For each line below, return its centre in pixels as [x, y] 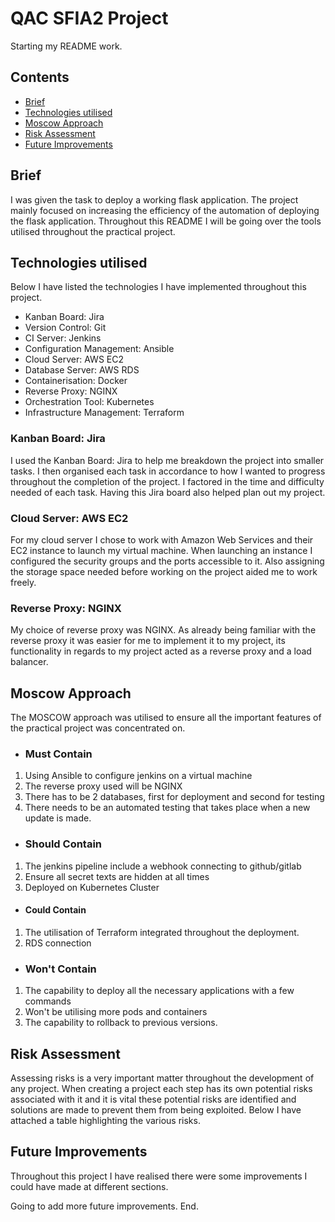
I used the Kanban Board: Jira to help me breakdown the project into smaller [167, 460]
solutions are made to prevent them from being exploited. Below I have [156, 1109]
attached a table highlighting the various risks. [105, 1120]
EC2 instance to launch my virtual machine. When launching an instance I [161, 550]
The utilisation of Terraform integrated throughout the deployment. [162, 932]
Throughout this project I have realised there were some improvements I [159, 1176]
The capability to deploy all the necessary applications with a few [159, 991]
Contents [40, 77]
